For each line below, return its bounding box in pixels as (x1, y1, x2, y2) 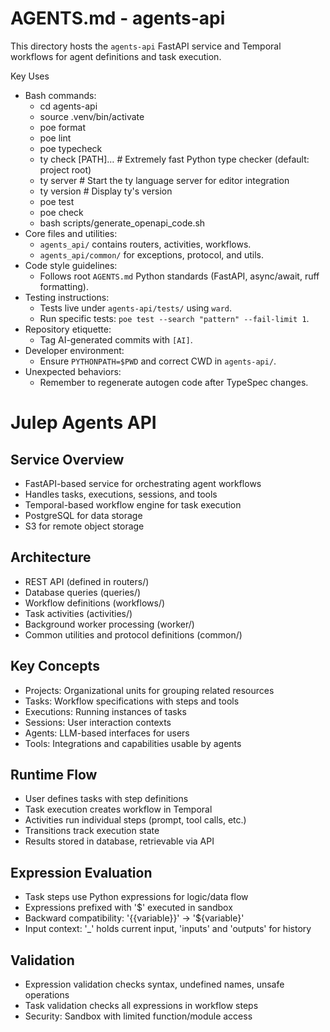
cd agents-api (39, 100, 98, 112)
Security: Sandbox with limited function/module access (24, 1010, 253, 1022)
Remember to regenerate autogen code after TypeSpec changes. (39, 376, 309, 388)
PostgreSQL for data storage (24, 509, 143, 521)
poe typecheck (39, 142, 103, 154)
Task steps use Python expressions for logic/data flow (24, 891, 249, 903)
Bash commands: (24, 89, 97, 101)
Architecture (10, 549, 92, 566)
